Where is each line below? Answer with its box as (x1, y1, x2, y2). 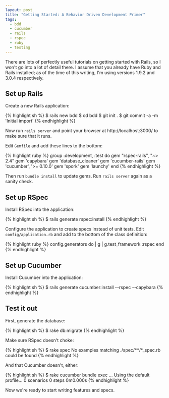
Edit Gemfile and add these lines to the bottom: (5, 143, 103, 149)
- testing (10, 45, 30, 50)
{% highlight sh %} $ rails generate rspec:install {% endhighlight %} (5, 216, 147, 222)
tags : (5, 17, 17, 22)
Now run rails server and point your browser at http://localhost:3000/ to (5, 128, 158, 134)
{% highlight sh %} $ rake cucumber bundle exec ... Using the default (5, 372, 150, 378)
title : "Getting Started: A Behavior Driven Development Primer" (5, 12, 145, 17)
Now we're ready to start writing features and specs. (5, 387, 115, 393)
